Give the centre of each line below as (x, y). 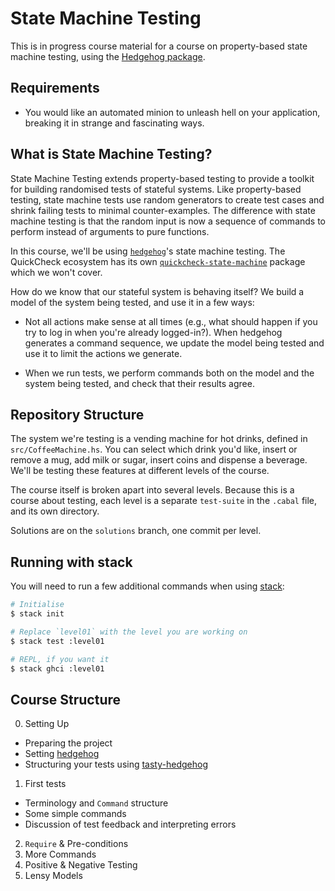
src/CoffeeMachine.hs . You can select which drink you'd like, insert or (154, 449)
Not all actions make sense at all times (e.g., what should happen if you (171, 321)
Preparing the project (68, 743)
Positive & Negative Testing (81, 865)
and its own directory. (55, 511)
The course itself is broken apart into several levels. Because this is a (152, 490)
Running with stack (71, 562)
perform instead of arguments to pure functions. (110, 231)
